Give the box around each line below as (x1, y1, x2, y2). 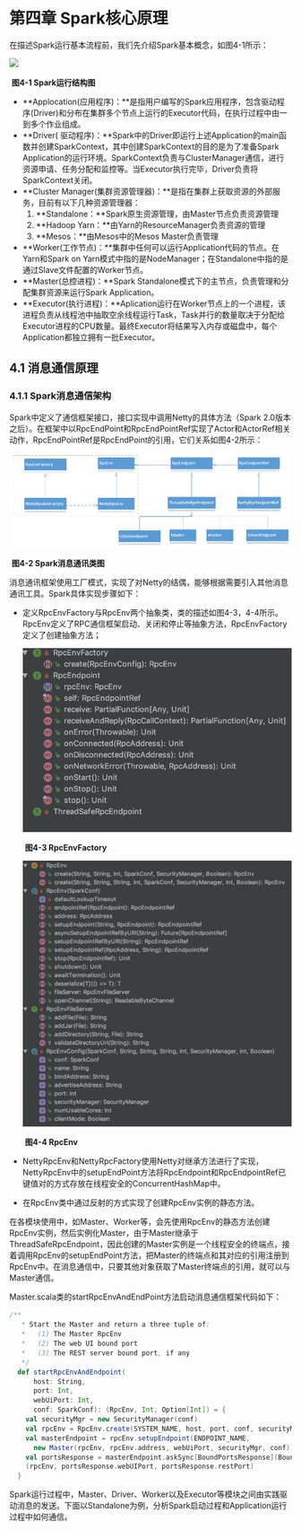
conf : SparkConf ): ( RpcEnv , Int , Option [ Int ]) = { (32, 1405, 227, 1414)
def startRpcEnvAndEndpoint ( (17, 1368, 126, 1377)
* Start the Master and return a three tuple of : (21, 1320, 211, 1329)
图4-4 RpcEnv (24, 1137, 79, 1148)
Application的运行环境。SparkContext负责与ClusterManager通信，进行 (21, 152, 285, 162)
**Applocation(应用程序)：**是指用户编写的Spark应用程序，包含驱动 (21, 96, 278, 107)
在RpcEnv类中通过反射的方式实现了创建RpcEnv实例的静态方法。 (21, 1197, 260, 1208)
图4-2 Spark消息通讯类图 (11, 557, 106, 568)
